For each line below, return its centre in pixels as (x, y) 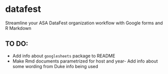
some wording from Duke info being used (55, 66)
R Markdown (18, 28)
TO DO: (17, 44)
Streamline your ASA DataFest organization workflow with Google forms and (84, 23)
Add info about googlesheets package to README (64, 56)
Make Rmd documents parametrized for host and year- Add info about (85, 61)
